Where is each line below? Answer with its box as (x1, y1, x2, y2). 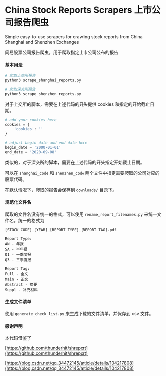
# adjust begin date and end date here (5, 140, 88, 145)
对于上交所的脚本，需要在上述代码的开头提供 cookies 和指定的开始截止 (5, 101, 150, 107)
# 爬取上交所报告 (5, 73, 36, 78)
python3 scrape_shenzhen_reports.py (5, 91, 81, 96)
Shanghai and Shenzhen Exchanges (5, 39, 79, 45)
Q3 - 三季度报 (5, 257, 31, 262)
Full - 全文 (5, 271, 28, 276)
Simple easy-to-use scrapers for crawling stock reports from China (5, 33, 143, 40)
